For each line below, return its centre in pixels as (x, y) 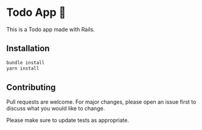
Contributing (31, 87)
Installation (28, 49)
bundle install (26, 63)
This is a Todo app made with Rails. (51, 29)
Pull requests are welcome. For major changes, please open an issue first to (101, 102)
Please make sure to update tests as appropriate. (68, 120)
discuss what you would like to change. (56, 109)
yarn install (23, 68)
